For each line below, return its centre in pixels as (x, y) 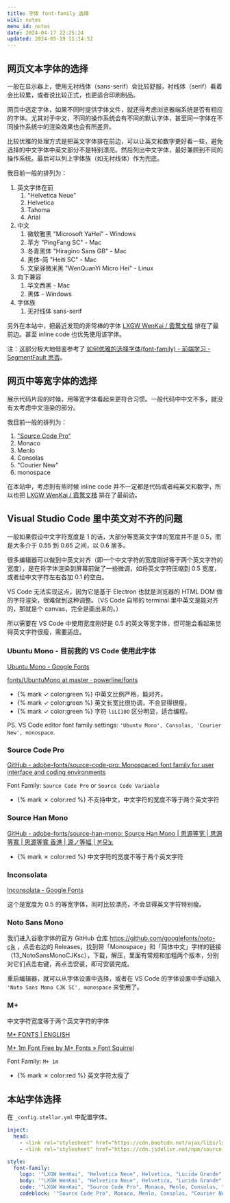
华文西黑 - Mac (49, 285)
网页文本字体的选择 (48, 68)
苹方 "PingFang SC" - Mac (64, 242)
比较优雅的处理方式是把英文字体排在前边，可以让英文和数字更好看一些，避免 (115, 141)
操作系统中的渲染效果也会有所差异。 (64, 126)
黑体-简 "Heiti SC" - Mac (62, 259)
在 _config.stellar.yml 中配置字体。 (59, 1117)
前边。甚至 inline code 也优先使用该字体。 (66, 334)
